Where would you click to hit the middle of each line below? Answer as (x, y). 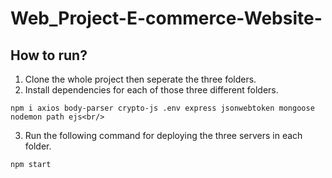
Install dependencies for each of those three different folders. (151, 90)
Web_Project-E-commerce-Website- (166, 18)
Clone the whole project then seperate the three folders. (140, 79)
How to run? (49, 55)
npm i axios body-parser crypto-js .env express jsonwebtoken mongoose (162, 108)
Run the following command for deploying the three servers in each (163, 135)
